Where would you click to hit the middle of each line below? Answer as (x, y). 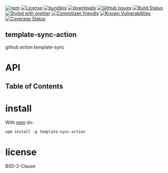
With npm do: (20, 122)
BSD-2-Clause (20, 166)
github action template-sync (35, 47)
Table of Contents (34, 86)
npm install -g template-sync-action (45, 132)
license (21, 152)
